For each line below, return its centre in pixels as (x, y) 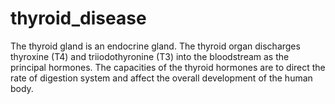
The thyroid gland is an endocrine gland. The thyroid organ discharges (155, 46)
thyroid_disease (78, 18)
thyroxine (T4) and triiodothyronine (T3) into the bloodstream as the (150, 56)
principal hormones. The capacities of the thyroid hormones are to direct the (168, 67)
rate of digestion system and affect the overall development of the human (161, 78)
